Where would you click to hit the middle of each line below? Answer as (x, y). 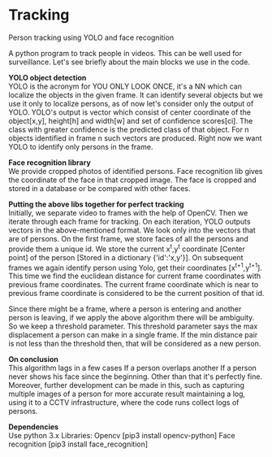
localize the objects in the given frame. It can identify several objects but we (136, 94)
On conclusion (34, 359)
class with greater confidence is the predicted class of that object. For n (129, 129)
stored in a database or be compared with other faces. (99, 188)
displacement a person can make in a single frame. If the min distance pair (133, 335)
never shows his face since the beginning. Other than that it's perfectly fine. (135, 376)
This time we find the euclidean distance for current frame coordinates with (135, 276)
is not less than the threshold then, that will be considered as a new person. (135, 344)
